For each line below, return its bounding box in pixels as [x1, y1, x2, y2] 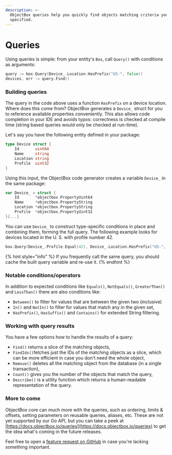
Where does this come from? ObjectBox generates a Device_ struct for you [5, 106, 163, 112]
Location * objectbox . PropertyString [14, 205, 93, 210]
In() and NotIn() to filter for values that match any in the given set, [12, 304, 155, 310]
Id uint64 [14, 147, 50, 152]
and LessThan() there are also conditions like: [5, 289, 101, 295]
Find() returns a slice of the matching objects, [12, 344, 111, 350]
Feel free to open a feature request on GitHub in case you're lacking [5, 438, 148, 444]
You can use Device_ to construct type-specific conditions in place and [5, 223, 155, 229]
